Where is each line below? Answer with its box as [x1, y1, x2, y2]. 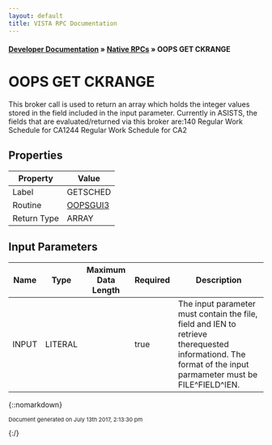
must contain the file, [177, 308, 258, 320]
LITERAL [45, 338, 79, 350]
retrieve [177, 328, 208, 340]
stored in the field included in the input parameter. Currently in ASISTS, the [8, 108, 257, 118]
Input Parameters [8, 240, 98, 254]
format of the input [177, 358, 249, 370]
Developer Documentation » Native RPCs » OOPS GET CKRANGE [8, 44, 231, 54]
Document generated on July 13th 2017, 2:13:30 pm [8, 415, 143, 423]
